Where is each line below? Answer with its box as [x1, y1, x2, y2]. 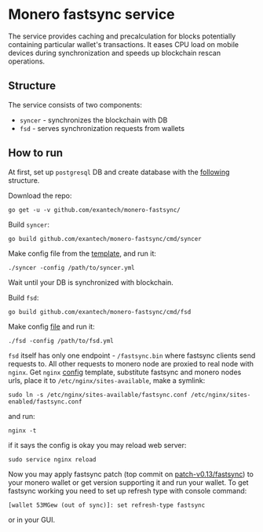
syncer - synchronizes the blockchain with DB [19, 115, 168, 125]
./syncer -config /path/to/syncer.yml [8, 264, 135, 271]
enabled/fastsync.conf [8, 398, 82, 406]
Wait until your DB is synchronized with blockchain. [8, 277, 174, 287]
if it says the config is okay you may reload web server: [8, 440, 187, 450]
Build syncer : [8, 220, 49, 229]
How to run [8, 147, 64, 160]
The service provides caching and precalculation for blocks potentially [8, 31, 236, 41]
